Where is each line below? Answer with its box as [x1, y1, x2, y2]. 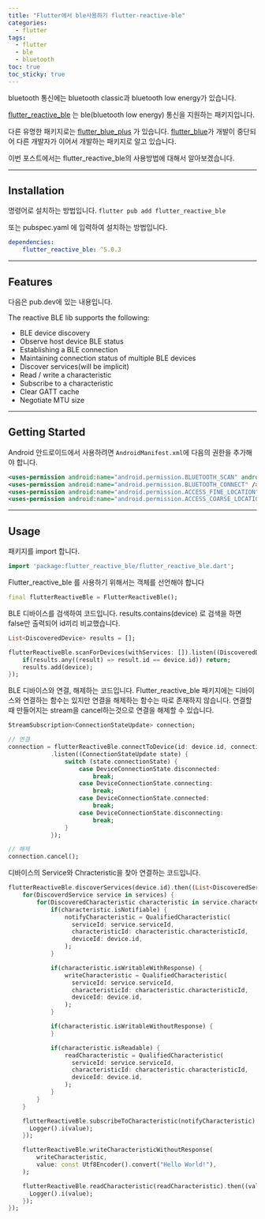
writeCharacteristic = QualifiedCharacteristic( [64, 971, 227, 980]
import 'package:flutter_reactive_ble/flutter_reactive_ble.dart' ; [8, 562, 235, 570]
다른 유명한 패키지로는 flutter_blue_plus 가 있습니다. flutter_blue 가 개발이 [8, 126, 235, 136]
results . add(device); [22, 663, 93, 672]
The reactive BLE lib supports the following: [8, 313, 150, 322]
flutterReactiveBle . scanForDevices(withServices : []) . [8, 649, 192, 657]
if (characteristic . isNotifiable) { [50, 905, 168, 913]
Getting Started [8, 426, 86, 439]
